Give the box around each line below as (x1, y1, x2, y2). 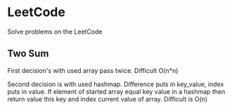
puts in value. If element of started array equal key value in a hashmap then (7, 87, 226, 95)
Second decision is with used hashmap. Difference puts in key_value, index (7, 80, 224, 88)
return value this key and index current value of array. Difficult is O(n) (7, 95, 208, 103)
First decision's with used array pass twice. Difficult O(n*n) (7, 66, 179, 74)
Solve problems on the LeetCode (7, 27, 103, 36)
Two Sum (7, 48, 49, 60)
